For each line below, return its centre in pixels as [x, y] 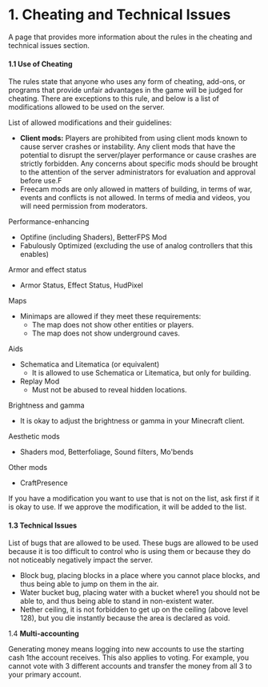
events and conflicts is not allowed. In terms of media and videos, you [135, 198]
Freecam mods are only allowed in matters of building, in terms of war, [136, 189]
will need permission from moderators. [84, 207]
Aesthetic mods [34, 436]
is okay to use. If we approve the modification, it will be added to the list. [127, 507]
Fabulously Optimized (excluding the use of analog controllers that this [136, 246]
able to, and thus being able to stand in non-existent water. [117, 601]
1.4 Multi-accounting [44, 633]
